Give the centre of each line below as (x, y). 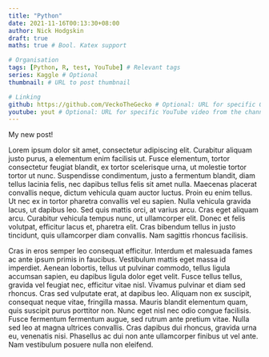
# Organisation (34, 60)
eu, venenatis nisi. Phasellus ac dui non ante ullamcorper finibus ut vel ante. (133, 336)
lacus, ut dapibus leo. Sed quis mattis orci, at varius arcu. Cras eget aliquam (133, 210)
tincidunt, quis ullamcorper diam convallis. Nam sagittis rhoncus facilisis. (128, 235)
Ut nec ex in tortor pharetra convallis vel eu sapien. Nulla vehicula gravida (130, 201)
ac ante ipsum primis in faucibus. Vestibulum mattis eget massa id (117, 260)
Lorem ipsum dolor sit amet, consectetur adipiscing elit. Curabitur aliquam (130, 150)
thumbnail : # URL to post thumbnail (69, 82)
